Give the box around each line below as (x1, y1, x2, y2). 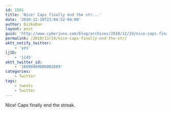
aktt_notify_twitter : (5, 41, 52, 46)
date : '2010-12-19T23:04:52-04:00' (5, 17, 81, 22)
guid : (5, 31, 17, 36)
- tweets (14, 83, 33, 88)
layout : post (5, 26, 33, 32)
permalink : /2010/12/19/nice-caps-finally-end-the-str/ (5, 36, 127, 41)
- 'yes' (14, 45, 31, 50)
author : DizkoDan (5, 21, 42, 27)
